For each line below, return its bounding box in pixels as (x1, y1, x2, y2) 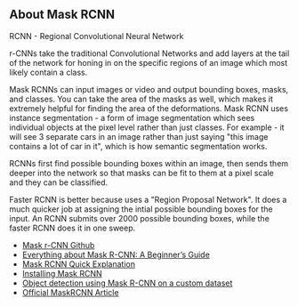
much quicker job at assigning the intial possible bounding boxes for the (9, 204, 273, 214)
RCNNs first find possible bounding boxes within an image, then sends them (9, 157, 289, 168)
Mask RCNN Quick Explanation (21, 258, 136, 270)
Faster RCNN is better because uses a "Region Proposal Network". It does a (9, 194, 287, 205)
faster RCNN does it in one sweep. (9, 222, 136, 233)
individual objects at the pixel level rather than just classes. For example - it (9, 122, 285, 133)
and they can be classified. (9, 177, 109, 188)
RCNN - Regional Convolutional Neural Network (9, 30, 184, 41)
